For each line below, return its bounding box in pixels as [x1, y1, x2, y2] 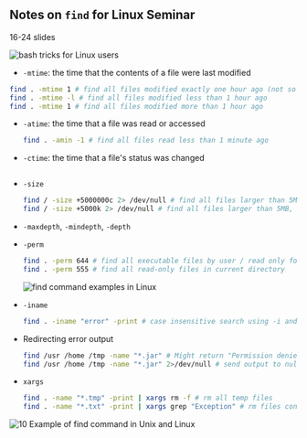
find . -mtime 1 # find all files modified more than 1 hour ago [9, 101, 263, 111]
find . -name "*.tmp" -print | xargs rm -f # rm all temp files [22, 393, 273, 403]
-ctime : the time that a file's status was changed [22, 153, 205, 164]
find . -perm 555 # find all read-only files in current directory [22, 264, 285, 273]
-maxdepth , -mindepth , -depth [22, 221, 131, 232]
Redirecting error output [22, 333, 114, 344]
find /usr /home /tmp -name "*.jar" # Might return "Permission [22, 351, 273, 360]
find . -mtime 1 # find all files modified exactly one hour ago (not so [9, 84, 297, 94]
